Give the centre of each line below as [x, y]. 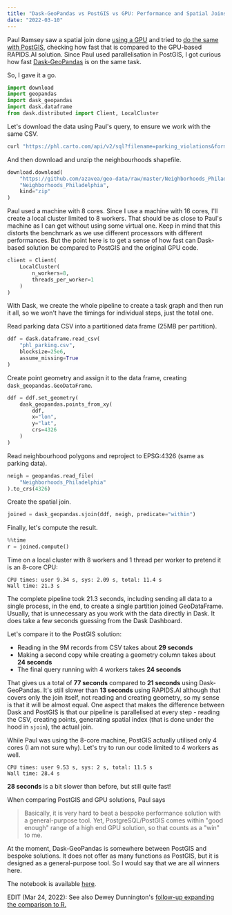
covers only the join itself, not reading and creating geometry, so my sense [113, 697]
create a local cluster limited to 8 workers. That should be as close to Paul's [115, 219]
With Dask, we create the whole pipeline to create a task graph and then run [115, 306]
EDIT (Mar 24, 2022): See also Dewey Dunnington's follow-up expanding [111, 897]
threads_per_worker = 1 [63, 279]
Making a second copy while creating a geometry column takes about [116, 655]
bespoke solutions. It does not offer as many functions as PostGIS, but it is [113, 856]
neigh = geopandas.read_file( [51, 476]
